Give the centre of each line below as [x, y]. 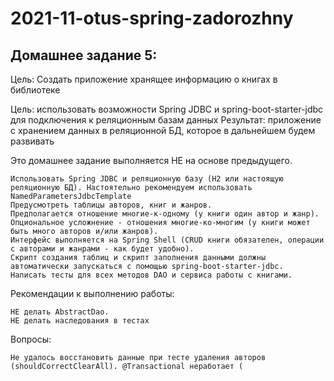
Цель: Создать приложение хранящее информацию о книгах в [144, 79]
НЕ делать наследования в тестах [80, 321]
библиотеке [35, 90]
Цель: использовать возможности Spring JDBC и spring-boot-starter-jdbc [167, 109]
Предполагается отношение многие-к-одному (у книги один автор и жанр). [165, 214]
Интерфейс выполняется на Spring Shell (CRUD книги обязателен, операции [167, 240]
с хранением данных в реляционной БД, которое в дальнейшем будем [163, 130]
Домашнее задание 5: [84, 55]
